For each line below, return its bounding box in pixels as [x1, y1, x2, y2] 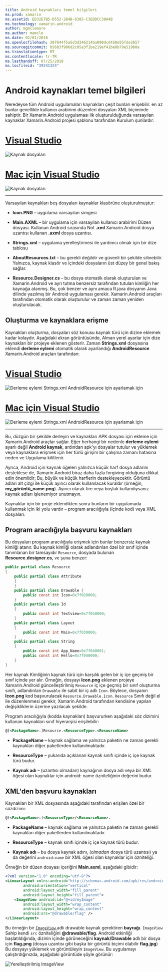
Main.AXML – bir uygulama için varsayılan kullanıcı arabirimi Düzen [12, 219, 151, 225]
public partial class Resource [5, 564, 70, 570]
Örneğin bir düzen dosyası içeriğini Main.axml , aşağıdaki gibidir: [5, 864, 138, 870]
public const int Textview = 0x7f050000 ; [23, 611, 106, 616]
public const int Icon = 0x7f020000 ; [23, 592, 97, 597]
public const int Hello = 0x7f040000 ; [23, 653, 99, 659]
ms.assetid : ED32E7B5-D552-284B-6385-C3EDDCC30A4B [5, 17, 113, 22]
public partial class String [14, 639, 75, 644]
